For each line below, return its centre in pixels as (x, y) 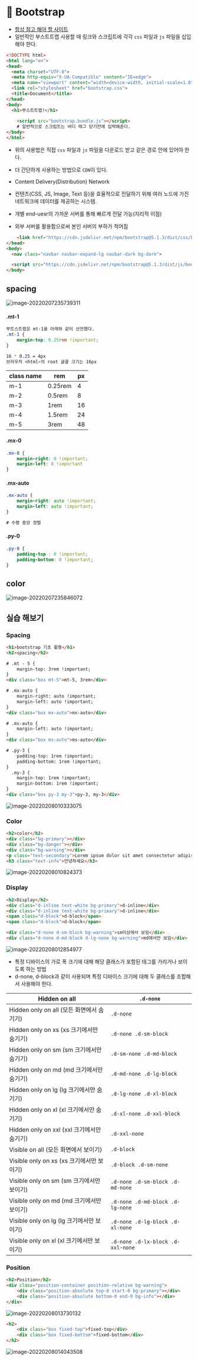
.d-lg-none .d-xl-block (144, 1094)
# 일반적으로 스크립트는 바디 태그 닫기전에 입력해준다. (74, 127)
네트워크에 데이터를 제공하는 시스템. (56, 201)
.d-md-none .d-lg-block (144, 1074)
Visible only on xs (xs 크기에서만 (53, 1160)
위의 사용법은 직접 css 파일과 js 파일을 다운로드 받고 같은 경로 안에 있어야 (99, 150)
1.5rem (57, 415)
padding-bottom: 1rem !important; (59, 762)
